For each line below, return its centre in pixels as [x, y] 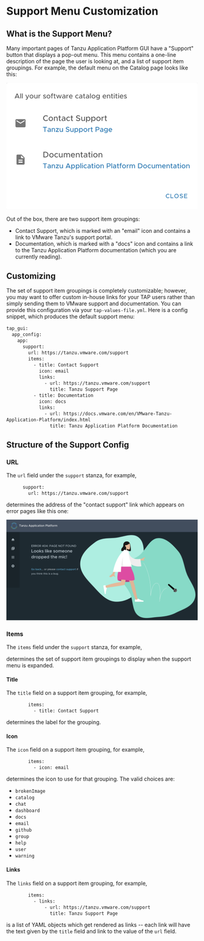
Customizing [31, 276]
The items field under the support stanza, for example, [74, 647]
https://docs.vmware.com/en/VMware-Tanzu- [118, 414]
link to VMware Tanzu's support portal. [64, 237]
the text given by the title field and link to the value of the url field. [92, 931]
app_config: [27, 335]
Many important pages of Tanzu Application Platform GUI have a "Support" [100, 48]
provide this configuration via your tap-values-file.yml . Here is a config [97, 310]
